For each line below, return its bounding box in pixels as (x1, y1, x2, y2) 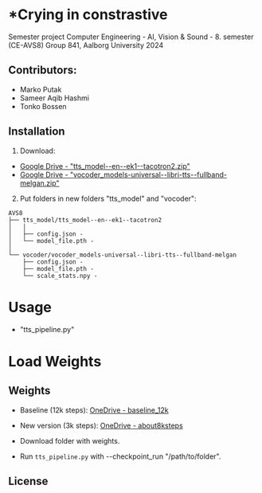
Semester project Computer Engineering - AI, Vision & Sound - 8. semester (8, 32, 254, 41)
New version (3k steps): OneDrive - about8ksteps (19, 421, 183, 430)
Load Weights (8, 352, 102, 370)
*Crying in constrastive (8, 6, 169, 24)
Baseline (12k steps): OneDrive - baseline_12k (19, 405, 169, 415)
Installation (8, 125, 65, 139)
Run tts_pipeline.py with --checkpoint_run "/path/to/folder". (19, 452, 221, 461)
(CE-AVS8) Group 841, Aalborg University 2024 (8, 40, 164, 49)
